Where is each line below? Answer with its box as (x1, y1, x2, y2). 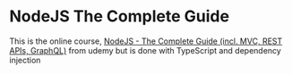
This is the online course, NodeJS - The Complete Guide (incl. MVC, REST (9, 36, 283, 46)
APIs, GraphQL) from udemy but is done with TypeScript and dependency (9, 45, 282, 55)
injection (9, 54, 41, 65)
